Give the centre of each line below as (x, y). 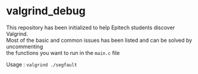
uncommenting (25, 47)
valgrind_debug (46, 11)
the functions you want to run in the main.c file (63, 53)
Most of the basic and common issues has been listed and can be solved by (99, 40)
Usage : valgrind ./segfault (42, 64)
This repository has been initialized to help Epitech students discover (91, 27)
